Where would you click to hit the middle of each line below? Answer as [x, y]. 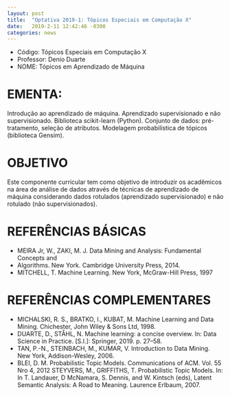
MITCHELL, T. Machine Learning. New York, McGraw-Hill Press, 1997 [115, 272]
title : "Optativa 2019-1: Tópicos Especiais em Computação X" [100, 20]
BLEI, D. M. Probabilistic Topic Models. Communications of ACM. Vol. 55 [119, 363]
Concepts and [37, 258]
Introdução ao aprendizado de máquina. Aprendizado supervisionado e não [114, 113]
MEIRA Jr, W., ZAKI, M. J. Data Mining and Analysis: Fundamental [109, 251]
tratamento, [23, 128]
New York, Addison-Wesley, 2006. [66, 356]
